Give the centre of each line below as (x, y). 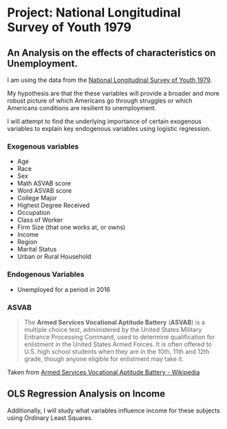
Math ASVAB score (44, 183)
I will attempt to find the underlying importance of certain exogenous (104, 121)
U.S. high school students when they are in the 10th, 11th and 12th (117, 351)
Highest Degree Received (53, 205)
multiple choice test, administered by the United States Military (113, 329)
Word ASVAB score (44, 191)
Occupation (33, 213)
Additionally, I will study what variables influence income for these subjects (113, 410)
